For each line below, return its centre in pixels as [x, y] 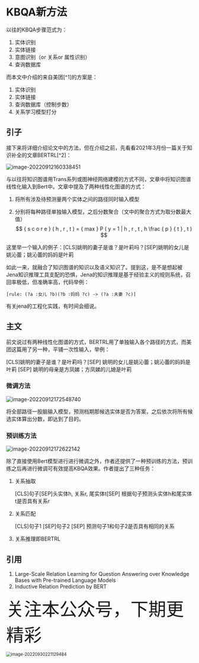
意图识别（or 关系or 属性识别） [52, 57]
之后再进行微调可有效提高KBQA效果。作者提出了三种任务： [83, 469]
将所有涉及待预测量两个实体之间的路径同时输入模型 [77, 199]
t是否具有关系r [32, 501]
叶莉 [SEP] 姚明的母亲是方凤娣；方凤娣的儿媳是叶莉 [69, 369]
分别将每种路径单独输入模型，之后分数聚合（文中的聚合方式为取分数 [98, 211]
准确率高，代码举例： [63, 282]
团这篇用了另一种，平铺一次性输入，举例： [58, 349]
